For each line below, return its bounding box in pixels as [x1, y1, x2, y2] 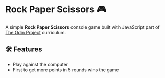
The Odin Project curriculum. [5, 29, 66, 35]
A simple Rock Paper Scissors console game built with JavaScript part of [5, 24, 160, 30]
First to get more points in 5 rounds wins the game [12, 67, 119, 73]
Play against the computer [12, 61, 68, 67]
